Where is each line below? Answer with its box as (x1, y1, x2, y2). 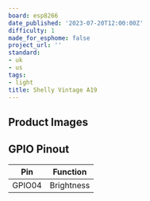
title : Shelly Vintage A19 (8, 85, 98, 94)
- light (8, 78, 34, 86)
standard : (8, 49, 41, 57)
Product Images (8, 115, 89, 128)
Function (52, 166, 87, 177)
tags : (8, 71, 26, 79)
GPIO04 (12, 179, 42, 191)
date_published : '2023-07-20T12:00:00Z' (8, 19, 144, 27)
